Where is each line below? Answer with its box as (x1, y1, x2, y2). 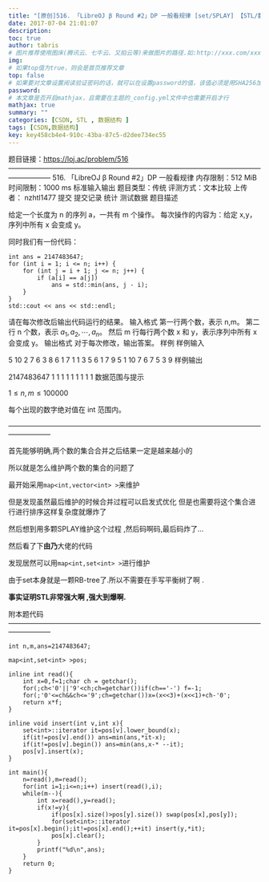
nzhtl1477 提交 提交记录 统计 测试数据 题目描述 (23, 192, 179, 202)
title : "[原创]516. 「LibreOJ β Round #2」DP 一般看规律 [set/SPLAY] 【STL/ (8, 11, 259, 20)
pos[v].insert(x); (22, 747, 84, 756)
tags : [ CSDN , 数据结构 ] (8, 123, 79, 131)
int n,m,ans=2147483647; (8, 642, 91, 650)
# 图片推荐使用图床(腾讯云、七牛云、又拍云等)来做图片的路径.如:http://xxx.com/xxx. (8, 49, 265, 57)
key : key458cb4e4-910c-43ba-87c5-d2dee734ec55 (8, 131, 167, 139)
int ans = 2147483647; (8, 253, 84, 261)
